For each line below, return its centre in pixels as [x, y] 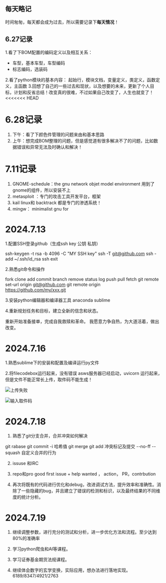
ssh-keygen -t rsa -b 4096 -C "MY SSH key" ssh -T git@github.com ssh [79, 253]
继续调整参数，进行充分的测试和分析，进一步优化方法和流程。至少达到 [84, 532]
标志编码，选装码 [30, 69]
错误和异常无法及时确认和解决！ [50, 147]
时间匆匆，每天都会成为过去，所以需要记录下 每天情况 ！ [62, 22]
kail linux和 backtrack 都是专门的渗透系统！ [57, 202]
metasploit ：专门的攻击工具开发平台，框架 [57, 196]
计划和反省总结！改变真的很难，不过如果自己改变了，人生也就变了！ [83, 92]
